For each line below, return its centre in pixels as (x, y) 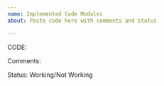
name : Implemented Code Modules (55, 14)
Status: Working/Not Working (50, 75)
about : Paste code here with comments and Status (82, 21)
